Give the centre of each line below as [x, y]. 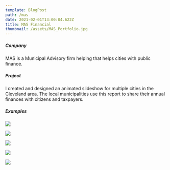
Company [16, 45]
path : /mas [17, 15]
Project [13, 75]
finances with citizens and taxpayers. [44, 99]
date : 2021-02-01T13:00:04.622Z [40, 19]
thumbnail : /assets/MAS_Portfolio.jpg [46, 29]
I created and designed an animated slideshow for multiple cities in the [80, 89]
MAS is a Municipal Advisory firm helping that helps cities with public [78, 58]
